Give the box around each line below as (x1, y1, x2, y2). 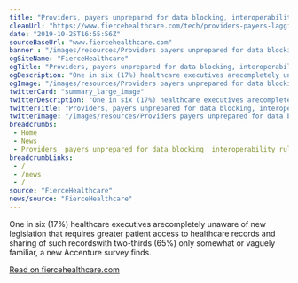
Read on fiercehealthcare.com (9, 263, 120, 275)
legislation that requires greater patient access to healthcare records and (9, 228, 276, 239)
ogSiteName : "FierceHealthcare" (9, 54, 129, 63)
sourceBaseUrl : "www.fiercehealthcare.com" (9, 37, 173, 47)
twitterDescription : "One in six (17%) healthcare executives (9, 95, 244, 105)
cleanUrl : (9, 21, 46, 30)
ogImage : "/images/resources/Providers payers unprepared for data (9, 79, 264, 88)
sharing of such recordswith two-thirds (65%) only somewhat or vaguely (9, 237, 276, 248)
